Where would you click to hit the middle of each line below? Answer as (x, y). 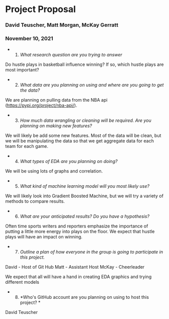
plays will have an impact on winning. (44, 237)
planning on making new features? (56, 126)
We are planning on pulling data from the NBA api (56, 100)
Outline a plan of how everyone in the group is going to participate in (92, 252)
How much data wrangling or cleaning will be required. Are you (86, 121)
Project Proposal (41, 9)
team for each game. (27, 146)
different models (22, 282)
